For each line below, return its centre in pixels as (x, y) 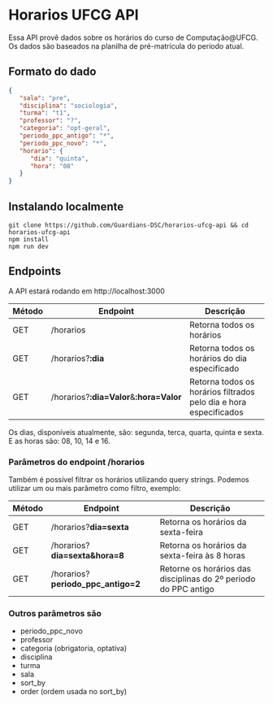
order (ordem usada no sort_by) (74, 692)
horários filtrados (222, 392)
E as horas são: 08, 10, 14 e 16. (60, 441)
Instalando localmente (66, 206)
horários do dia (219, 358)
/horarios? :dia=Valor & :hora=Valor (116, 397)
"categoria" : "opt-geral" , (65, 128)
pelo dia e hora (218, 402)
